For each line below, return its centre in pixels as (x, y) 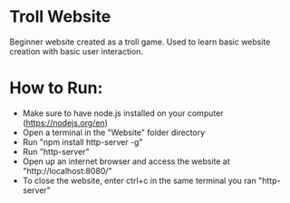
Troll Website (60, 17)
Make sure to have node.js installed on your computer (123, 113)
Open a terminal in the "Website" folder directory (114, 132)
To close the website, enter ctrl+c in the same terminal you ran (139, 180)
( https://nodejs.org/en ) (65, 122)
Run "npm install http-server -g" (82, 141)
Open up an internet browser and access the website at (126, 161)
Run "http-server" (56, 151)
